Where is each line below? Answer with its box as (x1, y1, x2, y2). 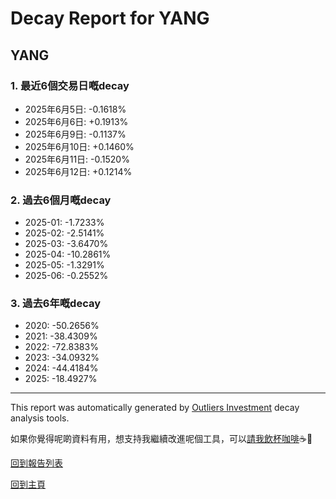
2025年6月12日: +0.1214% (24, 165, 133, 177)
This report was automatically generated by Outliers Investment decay (10, 402, 300, 414)
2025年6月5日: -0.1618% (24, 103, 127, 115)
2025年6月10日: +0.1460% (24, 140, 135, 152)
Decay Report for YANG (10, 7, 210, 30)
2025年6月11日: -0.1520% (24, 153, 130, 165)
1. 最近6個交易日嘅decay (10, 78, 130, 92)
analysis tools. (10, 412, 70, 424)
